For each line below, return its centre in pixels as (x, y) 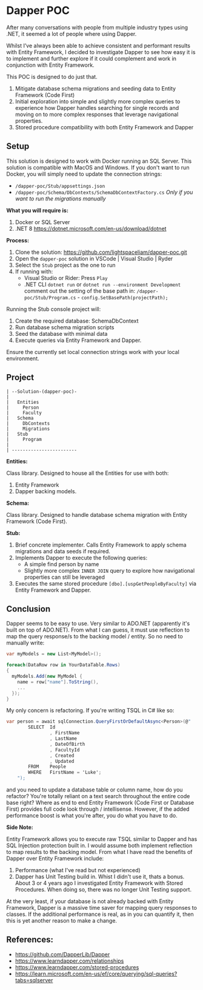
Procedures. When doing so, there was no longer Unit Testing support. (103, 889)
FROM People (47, 767)
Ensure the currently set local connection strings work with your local (93, 352)
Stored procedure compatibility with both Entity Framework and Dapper (104, 127)
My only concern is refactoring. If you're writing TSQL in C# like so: (90, 711)
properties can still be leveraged (64, 577)
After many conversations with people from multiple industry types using (97, 27)
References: (30, 940)
